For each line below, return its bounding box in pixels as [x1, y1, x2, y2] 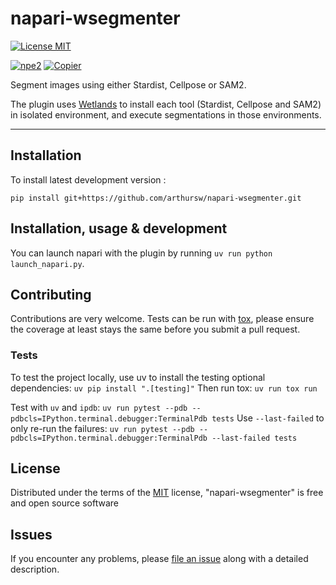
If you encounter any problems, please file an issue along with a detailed [10, 553, 309, 565]
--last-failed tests [211, 433, 298, 443]
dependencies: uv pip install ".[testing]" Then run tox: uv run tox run [10, 382, 318, 394]
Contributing [10, 286, 92, 303]
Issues [10, 526, 53, 543]
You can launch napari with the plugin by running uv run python [10, 247, 273, 259]
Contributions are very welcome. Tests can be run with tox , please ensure [10, 313, 315, 325]
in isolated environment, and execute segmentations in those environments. [10, 108, 322, 121]
